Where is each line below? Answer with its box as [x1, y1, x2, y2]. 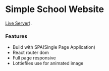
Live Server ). [5, 20, 32, 26]
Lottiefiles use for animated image [12, 60, 84, 66]
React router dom [12, 49, 49, 56]
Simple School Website [5, 4, 104, 15]
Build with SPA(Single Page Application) [12, 44, 96, 50]
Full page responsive [12, 55, 57, 61]
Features [5, 33, 28, 40]
